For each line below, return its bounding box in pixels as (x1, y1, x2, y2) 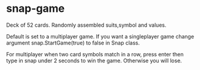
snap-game (6, 2, 65, 15)
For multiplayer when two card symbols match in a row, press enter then (6, 50, 184, 58)
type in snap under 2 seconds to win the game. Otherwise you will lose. (6, 57, 182, 64)
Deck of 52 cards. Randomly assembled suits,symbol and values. (6, 21, 167, 28)
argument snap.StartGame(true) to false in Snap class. (6, 39, 140, 46)
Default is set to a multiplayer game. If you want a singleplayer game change (6, 33, 195, 40)
